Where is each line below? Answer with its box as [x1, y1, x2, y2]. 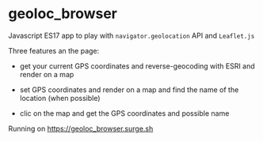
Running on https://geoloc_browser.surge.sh [8, 124, 154, 133]
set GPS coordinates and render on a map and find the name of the [19, 84, 239, 95]
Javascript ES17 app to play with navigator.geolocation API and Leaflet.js [8, 31, 255, 40]
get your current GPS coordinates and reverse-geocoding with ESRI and [19, 61, 255, 71]
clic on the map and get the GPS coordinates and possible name [19, 108, 230, 118]
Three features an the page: [8, 46, 100, 55]
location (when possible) [19, 93, 101, 102]
